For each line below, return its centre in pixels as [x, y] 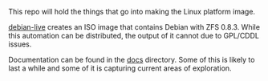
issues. [20, 44]
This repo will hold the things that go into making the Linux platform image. [132, 12]
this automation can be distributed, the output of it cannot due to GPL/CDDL [134, 36]
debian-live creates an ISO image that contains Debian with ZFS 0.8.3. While [134, 27]
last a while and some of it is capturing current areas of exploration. [120, 68]
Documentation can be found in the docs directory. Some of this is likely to [132, 60]
